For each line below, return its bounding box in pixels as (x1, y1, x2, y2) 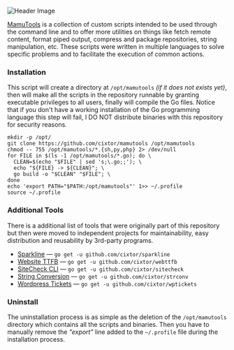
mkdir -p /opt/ (7, 134, 52, 141)
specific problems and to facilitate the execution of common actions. (7, 50, 205, 58)
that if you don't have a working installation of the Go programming (7, 106, 200, 114)
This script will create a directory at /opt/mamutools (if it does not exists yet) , (7, 83, 227, 92)
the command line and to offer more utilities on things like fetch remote (7, 28, 211, 36)
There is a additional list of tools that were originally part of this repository (7, 221, 220, 230)
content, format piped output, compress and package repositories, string (7, 35, 217, 43)
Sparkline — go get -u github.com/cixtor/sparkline (17, 249, 170, 258)
